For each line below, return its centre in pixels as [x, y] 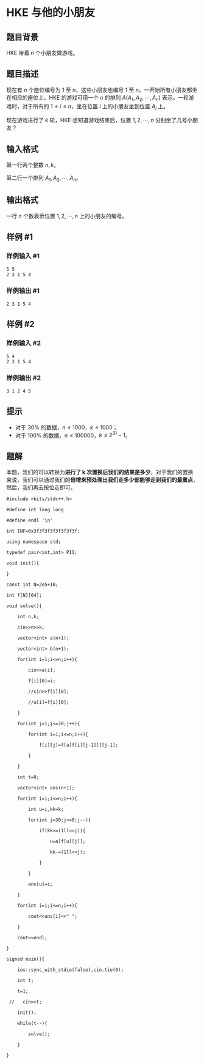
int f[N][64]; [24, 596]
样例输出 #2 [24, 378]
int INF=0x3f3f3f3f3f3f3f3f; [43, 531]
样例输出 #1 [23, 291]
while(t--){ [32, 1024]
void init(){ [23, 563]
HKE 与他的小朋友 [51, 13]
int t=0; [28, 777]
